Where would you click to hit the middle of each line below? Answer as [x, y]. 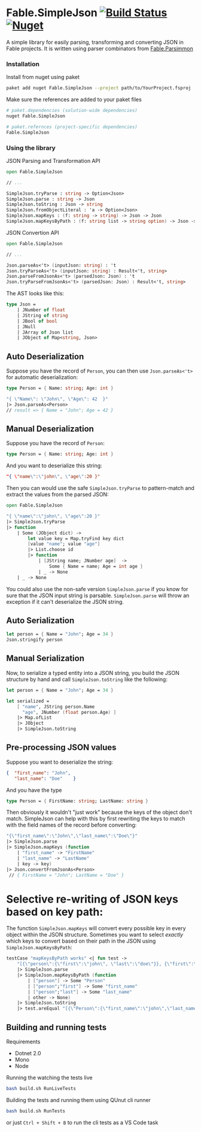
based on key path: [55, 912]
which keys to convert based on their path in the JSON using [81, 941]
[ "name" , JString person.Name [56, 707]
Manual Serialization [45, 659]
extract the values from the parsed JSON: [57, 495]
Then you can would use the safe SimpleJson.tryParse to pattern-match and [100, 488]
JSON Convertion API [33, 232]
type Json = [21, 305]
